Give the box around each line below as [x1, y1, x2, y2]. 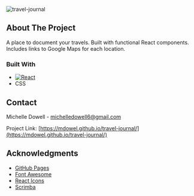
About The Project [6, 23, 76, 33]
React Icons [14, 177, 45, 184]
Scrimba [14, 183, 36, 191]
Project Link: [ [6, 124, 41, 131]
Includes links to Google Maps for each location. [6, 45, 126, 52]
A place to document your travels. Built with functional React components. [6, 39, 190, 46]
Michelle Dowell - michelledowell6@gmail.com [6, 113, 122, 120]
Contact [6, 97, 37, 108]
